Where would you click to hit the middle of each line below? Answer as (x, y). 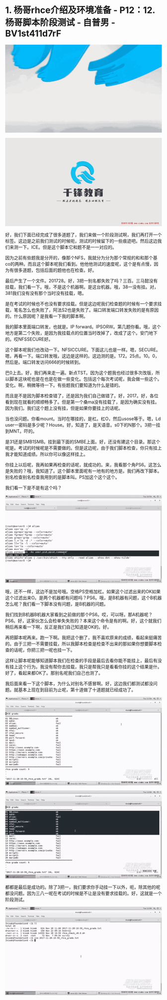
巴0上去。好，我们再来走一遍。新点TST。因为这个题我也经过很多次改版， (80, 372)
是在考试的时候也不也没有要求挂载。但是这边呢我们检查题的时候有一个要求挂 (83, 303)
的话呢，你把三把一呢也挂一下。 (42, 650)
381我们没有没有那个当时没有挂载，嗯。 (46, 293)
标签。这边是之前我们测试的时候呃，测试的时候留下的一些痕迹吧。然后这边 (81, 241)
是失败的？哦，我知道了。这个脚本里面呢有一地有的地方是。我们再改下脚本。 (83, 471)
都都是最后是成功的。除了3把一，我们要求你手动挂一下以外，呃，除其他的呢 (83, 887)
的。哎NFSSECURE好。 (29, 339)
